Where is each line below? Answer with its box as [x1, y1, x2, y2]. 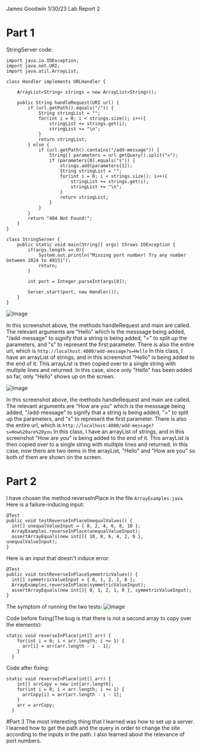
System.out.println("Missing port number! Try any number [38, 252, 187, 258]
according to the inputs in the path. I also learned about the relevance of [6, 730, 185, 738]
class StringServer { [6, 236, 61, 242]
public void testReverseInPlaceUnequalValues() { [6, 517, 133, 523]
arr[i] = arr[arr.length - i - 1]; [22, 643, 112, 649]
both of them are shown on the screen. [6, 453, 103, 460]
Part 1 [6, 26, 35, 40]
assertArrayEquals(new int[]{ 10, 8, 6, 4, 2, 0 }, [11, 533, 144, 540]
